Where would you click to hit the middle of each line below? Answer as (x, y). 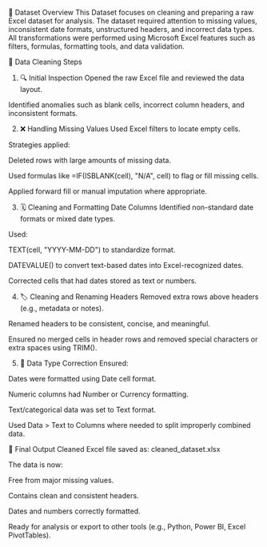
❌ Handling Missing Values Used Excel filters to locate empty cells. (130, 129)
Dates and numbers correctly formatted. (75, 511)
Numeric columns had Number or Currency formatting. (99, 394)
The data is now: (36, 465)
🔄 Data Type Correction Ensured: (74, 363)
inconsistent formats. (43, 113)
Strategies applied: (39, 145)
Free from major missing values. (61, 480)
